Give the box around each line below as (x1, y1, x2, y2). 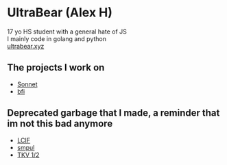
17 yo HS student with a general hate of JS (7, 27, 127, 36)
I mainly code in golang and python (7, 34, 106, 42)
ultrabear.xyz (7, 42, 45, 50)
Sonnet (16, 80, 38, 88)
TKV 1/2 (16, 151, 40, 159)
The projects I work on (7, 62, 105, 73)
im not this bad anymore (7, 118, 113, 129)
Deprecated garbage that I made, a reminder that (7, 107, 220, 119)
